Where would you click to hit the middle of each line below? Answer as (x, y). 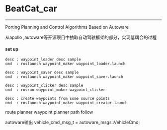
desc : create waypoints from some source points (58, 99)
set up (12, 49)
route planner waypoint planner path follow (49, 112)
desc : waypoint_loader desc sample (43, 60)
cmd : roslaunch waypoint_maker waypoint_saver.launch (64, 77)
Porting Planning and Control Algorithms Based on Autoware (67, 27)
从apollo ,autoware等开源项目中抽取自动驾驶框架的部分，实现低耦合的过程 (81, 37)
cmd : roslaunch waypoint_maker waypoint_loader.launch (65, 64)
